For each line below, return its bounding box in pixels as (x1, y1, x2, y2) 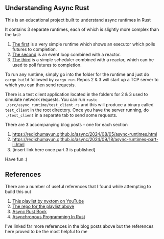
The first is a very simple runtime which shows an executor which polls (12, 41, 155, 47)
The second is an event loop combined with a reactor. (12, 51, 121, 57)
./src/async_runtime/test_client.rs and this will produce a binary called (5, 101, 154, 107)
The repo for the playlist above (12, 203, 74, 209)
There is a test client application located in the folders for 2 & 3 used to (5, 91, 148, 97)
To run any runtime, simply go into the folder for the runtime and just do (5, 71, 149, 77)
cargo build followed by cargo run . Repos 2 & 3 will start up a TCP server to (5, 76, 159, 82)
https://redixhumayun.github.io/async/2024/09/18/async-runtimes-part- (12, 136, 159, 142)
